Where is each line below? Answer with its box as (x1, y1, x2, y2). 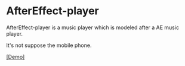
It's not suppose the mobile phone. (6, 42, 92, 49)
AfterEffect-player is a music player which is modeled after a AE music (6, 24, 180, 31)
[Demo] (6, 53, 25, 60)
